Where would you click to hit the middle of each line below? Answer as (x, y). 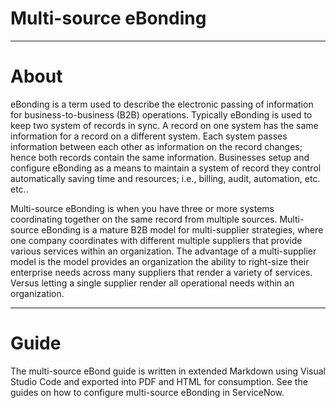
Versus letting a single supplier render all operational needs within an (152, 283)
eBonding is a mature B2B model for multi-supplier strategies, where (182, 229)
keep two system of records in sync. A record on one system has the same (164, 125)
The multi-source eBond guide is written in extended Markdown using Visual (168, 371)
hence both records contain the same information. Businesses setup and (160, 157)
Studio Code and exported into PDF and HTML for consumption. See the (159, 381)
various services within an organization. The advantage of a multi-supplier (163, 251)
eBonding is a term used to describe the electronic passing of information (162, 104)
